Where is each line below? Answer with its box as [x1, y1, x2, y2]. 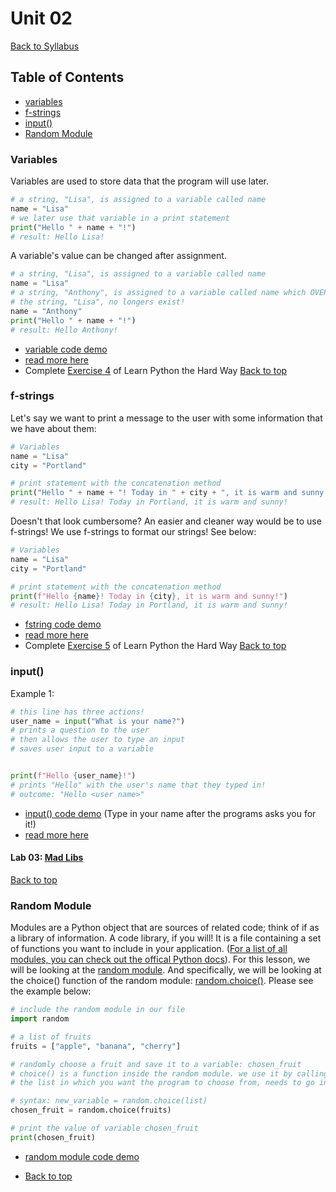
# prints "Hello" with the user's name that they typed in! [10, 780, 267, 790]
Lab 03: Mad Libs [10, 852, 84, 864]
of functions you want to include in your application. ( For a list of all [10, 943, 288, 955]
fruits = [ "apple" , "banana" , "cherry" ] [10, 1041, 182, 1051]
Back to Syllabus [10, 40, 80, 52]
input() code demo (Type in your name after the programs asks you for [24, 807, 317, 819]
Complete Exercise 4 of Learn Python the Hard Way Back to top [24, 364, 288, 376]
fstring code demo [24, 618, 102, 631]
